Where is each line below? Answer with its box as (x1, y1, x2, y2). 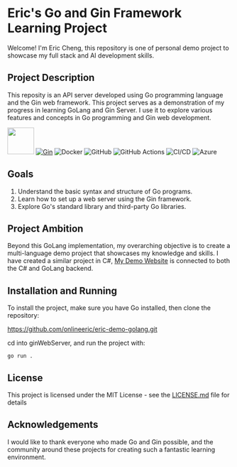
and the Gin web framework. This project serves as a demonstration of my (7, 98, 225, 107)
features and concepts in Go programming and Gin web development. (7, 113, 211, 122)
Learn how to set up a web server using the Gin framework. (17, 194, 192, 203)
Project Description (7, 72, 95, 84)
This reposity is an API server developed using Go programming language (7, 90, 224, 99)
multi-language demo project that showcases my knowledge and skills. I (7, 249, 219, 257)
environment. (7, 453, 46, 461)
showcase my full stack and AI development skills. (7, 51, 155, 60)
